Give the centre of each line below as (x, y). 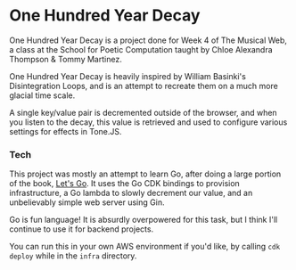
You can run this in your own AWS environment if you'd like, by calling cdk (145, 247)
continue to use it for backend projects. (82, 229)
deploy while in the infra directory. (73, 256)
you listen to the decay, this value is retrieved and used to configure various (148, 122)
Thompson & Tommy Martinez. (66, 59)
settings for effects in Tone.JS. (66, 131)
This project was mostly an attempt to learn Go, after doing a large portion (145, 174)
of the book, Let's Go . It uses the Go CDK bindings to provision (125, 184)
